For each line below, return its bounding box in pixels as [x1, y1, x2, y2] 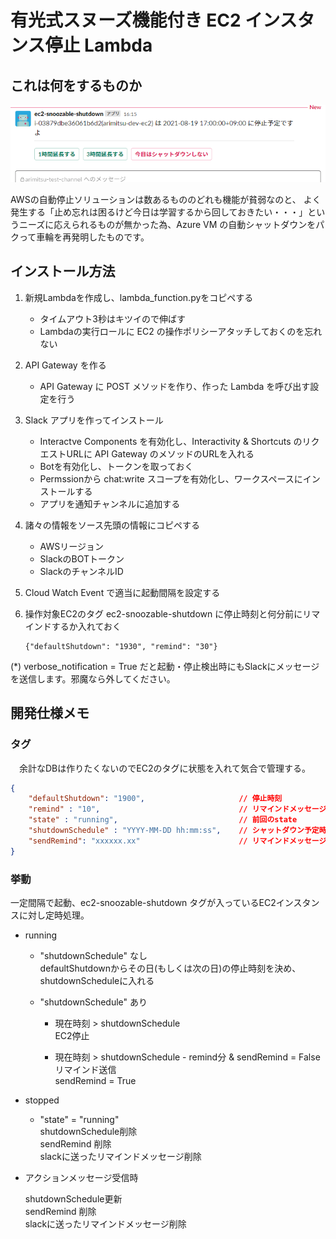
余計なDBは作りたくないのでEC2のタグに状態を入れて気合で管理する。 [18, 762, 312, 774]
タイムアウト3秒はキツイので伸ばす [39, 312, 186, 325]
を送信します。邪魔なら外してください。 [10, 672, 176, 685]
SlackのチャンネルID [39, 565, 124, 577]
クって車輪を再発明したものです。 [10, 231, 150, 243]
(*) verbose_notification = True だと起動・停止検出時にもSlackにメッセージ [10, 660, 320, 672]
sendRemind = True [54, 1075, 137, 1086]
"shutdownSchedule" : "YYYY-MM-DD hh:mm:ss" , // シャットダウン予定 [28, 826, 320, 836]
